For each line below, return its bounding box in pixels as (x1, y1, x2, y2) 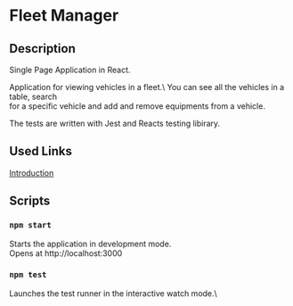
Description (9, 41, 76, 56)
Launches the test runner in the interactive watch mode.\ (9, 287, 218, 299)
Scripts (9, 194, 51, 209)
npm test (9, 269, 47, 280)
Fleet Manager (9, 5, 119, 26)
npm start (9, 220, 52, 230)
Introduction (9, 167, 54, 178)
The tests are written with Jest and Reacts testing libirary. (9, 118, 221, 128)
